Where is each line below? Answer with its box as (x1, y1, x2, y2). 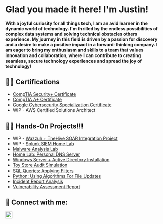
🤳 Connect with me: (5, 198, 68, 206)
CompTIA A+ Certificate (12, 96, 62, 102)
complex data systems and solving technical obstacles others (5, 31, 137, 37)
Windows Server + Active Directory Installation (12, 156, 110, 162)
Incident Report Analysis (12, 178, 63, 184)
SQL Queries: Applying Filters (12, 167, 74, 174)
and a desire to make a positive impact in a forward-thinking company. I (5, 41, 158, 47)
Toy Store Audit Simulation (12, 162, 68, 168)
